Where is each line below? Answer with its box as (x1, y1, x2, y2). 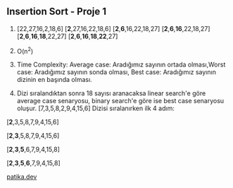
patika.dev (6, 172, 37, 181)
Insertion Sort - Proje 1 (6, 6, 107, 18)
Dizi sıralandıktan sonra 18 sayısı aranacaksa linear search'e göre (16, 89, 206, 98)
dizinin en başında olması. (16, 76, 92, 84)
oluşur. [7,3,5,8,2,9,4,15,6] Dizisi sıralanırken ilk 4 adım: (16, 104, 175, 112)
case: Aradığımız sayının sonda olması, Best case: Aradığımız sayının (16, 68, 216, 76)
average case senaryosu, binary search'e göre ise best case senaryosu (16, 97, 225, 105)
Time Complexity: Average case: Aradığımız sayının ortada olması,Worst (16, 60, 226, 69)
